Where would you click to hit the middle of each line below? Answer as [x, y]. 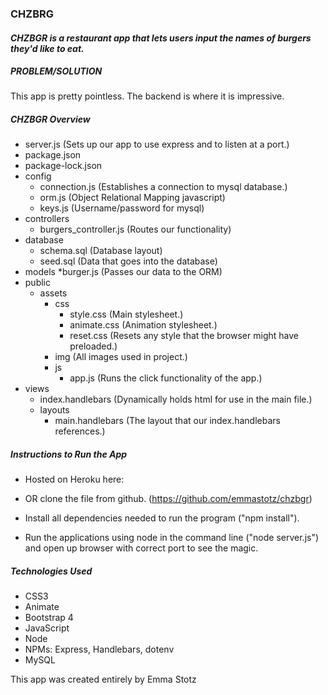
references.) [80, 431]
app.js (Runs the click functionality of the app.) [166, 378]
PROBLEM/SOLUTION [56, 71]
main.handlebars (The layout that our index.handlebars [167, 421]
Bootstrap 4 [49, 618]
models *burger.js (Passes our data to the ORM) [123, 272]
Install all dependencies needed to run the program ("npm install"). [162, 518]
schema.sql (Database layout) [101, 251]
